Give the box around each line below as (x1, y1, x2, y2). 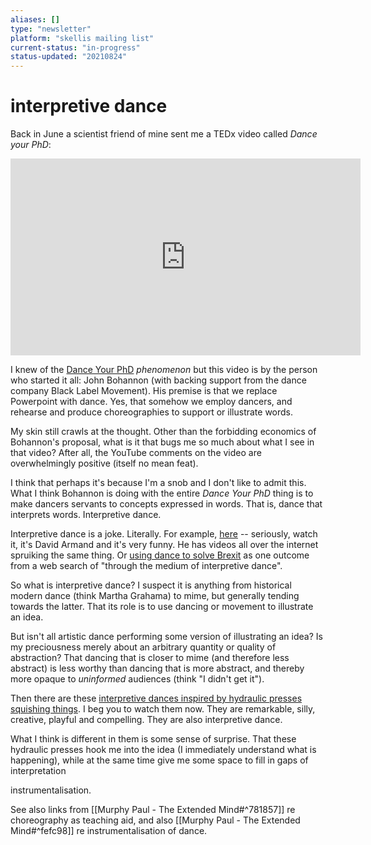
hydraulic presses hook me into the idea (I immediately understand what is (10, 744, 317, 756)
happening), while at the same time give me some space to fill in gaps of (10, 754, 309, 766)
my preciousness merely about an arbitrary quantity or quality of (10, 641, 277, 653)
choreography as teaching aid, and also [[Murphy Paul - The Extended (10, 814, 301, 826)
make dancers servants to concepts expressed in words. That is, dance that (10, 498, 323, 510)
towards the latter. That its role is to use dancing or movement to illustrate (10, 601, 314, 613)
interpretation (10, 765, 67, 777)
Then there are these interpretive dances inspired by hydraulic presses (10, 692, 303, 705)
